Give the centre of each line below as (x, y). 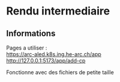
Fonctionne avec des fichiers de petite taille (60, 72)
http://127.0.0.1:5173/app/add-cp (46, 61)
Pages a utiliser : (27, 48)
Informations (31, 33)
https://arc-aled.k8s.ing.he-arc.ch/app (54, 54)
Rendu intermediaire (58, 11)
